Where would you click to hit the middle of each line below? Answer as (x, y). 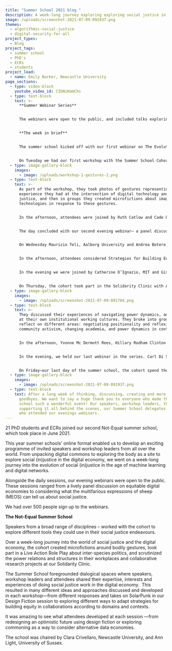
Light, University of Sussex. (34, 643)
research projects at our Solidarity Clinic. (48, 564)
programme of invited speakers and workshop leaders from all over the (80, 449)
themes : (14, 24)
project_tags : (20, 48)
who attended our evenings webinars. (59, 413)
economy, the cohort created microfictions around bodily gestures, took (81, 548)
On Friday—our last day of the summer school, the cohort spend (89, 370)
